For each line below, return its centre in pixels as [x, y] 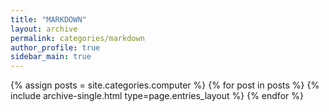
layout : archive [44, 29]
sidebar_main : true [51, 57]
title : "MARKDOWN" [48, 19]
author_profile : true [55, 47]
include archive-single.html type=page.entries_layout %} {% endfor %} [157, 96]
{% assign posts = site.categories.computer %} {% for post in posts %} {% [165, 85]
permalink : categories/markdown [77, 38]
